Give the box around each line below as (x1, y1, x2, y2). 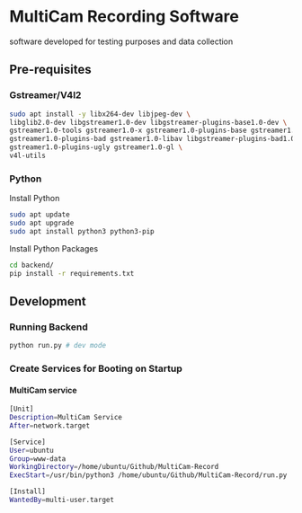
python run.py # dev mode (9, 341, 106, 350)
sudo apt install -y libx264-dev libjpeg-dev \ (9, 110, 191, 119)
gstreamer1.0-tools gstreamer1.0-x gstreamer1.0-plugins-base (9, 126, 247, 136)
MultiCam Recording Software (9, 6, 240, 27)
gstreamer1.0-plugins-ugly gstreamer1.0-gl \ (9, 143, 182, 152)
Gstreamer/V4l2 (9, 89, 82, 102)
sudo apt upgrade (9, 218, 75, 228)
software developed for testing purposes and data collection (9, 36, 234, 47)
